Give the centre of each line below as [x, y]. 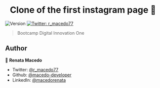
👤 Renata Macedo [24, 60]
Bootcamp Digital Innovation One [51, 33]
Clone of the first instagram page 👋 [83, 10]
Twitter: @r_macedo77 [35, 69]
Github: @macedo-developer [42, 75]
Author [16, 48]
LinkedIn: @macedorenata [39, 80]
